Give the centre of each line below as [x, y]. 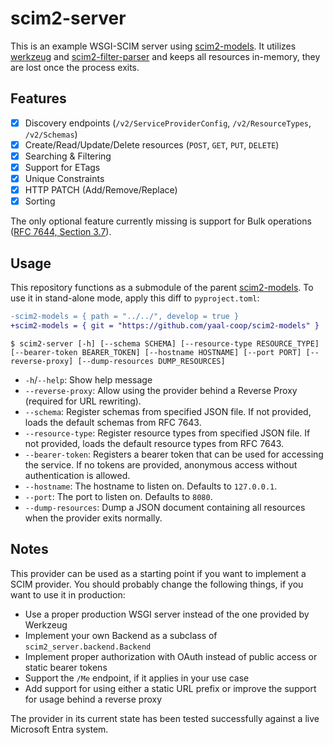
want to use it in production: [68, 594]
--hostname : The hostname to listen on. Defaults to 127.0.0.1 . [151, 486]
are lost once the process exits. [75, 67]
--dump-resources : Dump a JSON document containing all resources [165, 507]
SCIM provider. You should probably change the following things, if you [157, 584]
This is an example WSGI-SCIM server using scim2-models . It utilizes [153, 46]
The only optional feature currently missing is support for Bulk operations [161, 221]
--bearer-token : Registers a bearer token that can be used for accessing [174, 454]
